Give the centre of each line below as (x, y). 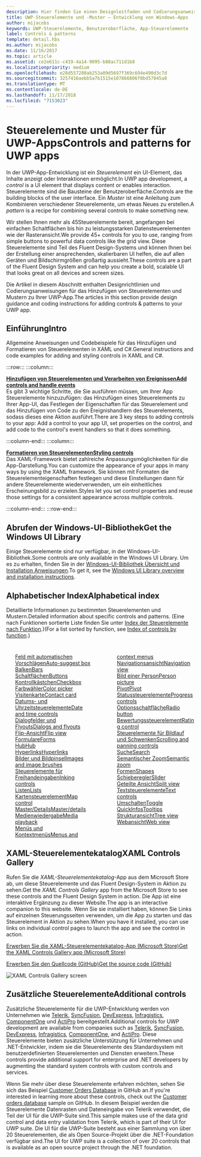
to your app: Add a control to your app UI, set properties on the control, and (99, 423)
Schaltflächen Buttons (41, 676)
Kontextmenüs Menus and (46, 834)
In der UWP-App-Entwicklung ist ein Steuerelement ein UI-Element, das (94, 172)
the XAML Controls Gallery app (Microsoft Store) (66, 952)
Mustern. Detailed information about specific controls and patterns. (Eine (95, 616)
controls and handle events (41, 385)
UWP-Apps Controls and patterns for (99, 143)
